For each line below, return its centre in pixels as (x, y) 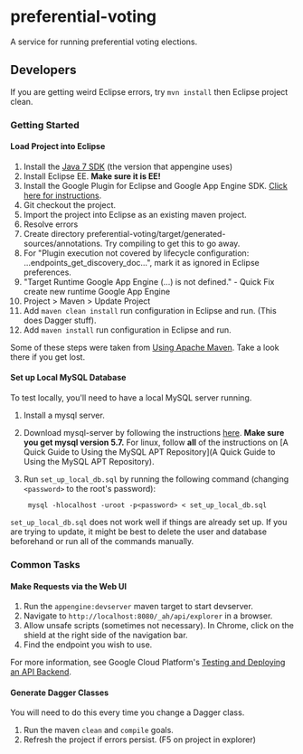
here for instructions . (62, 195)
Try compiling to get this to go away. (172, 243)
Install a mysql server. (64, 415)
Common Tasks (45, 565)
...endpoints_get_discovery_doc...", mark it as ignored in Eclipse (142, 262)
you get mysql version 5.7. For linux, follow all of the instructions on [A (156, 443)
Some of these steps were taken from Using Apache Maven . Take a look (145, 347)
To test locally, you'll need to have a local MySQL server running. (131, 398)
